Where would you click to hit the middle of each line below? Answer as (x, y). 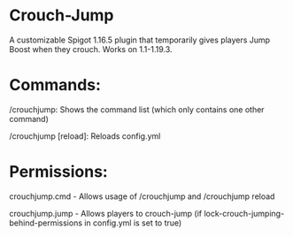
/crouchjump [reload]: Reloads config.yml (85, 136)
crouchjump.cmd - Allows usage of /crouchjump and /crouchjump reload (142, 196)
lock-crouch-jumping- (244, 213)
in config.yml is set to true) (133, 223)
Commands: (55, 85)
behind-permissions (46, 223)
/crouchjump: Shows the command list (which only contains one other (137, 109)
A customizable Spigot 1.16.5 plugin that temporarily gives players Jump (140, 40)
